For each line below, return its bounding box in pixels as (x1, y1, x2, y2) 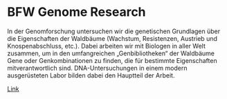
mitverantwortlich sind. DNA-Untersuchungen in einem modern (7, 64, 188, 72)
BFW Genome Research (7, 4, 147, 20)
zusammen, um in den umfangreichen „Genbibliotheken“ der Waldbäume (7, 49, 215, 57)
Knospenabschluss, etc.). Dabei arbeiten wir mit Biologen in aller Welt (7, 42, 206, 50)
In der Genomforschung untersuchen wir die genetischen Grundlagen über (7, 27, 221, 35)
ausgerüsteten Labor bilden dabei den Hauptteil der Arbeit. (7, 71, 175, 80)
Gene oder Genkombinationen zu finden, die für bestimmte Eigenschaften (7, 56, 217, 64)
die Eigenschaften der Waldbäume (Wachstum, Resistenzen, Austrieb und (7, 34, 218, 42)
